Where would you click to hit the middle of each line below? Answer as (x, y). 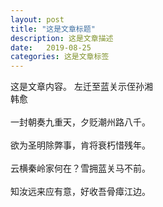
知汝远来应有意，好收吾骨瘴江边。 (80, 192)
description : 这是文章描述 (62, 38)
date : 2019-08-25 (51, 47)
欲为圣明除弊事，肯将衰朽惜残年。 (80, 145)
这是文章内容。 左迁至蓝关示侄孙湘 (81, 87)
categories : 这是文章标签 (60, 57)
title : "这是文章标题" (53, 29)
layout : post (37, 19)
